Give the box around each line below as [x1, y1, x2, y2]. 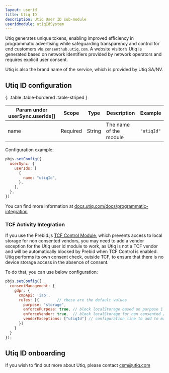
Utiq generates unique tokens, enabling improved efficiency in [5, 35, 134, 41]
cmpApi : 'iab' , [18, 293, 51, 298]
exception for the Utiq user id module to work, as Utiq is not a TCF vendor [5, 243, 158, 250]
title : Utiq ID [5, 12, 37, 17]
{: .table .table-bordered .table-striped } [5, 94, 88, 101]
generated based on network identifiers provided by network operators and [5, 51, 162, 57]
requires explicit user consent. [5, 56, 68, 63]
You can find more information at [5, 203, 73, 209]
